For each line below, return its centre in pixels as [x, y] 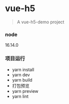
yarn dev [21, 75]
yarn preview [25, 91]
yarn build [22, 80]
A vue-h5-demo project [41, 22]
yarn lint [20, 96]
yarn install [23, 69]
